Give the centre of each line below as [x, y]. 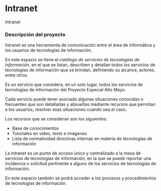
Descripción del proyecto [35, 35]
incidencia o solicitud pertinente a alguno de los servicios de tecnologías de [80, 164]
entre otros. [16, 75]
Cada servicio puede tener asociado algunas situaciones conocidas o [74, 99]
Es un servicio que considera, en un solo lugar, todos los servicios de [74, 85]
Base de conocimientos [35, 128]
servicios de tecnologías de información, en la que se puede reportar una [78, 158]
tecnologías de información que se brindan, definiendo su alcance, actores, [80, 70]
